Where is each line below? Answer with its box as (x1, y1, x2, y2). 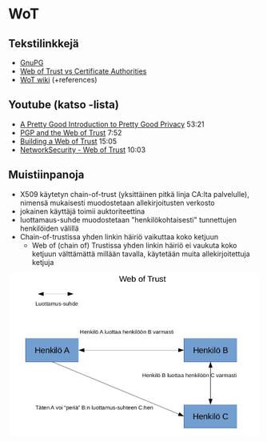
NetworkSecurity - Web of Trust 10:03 (19, 145, 146, 155)
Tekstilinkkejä (8, 37, 79, 50)
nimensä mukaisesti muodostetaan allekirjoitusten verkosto (19, 198, 215, 207)
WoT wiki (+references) (19, 75, 98, 84)
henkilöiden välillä (19, 223, 79, 233)
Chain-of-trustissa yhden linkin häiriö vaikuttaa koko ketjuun (19, 231, 218, 241)
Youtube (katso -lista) (8, 98, 120, 112)
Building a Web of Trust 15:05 (19, 136, 118, 146)
